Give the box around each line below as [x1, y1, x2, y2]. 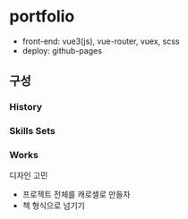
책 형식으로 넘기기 [21, 200, 85, 211]
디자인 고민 [9, 170, 48, 181]
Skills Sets [9, 125, 56, 138]
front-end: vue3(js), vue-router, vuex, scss [21, 36, 180, 46]
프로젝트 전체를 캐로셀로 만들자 [21, 190, 131, 200]
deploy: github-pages [21, 45, 103, 55]
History [9, 101, 43, 114]
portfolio [9, 6, 75, 27]
